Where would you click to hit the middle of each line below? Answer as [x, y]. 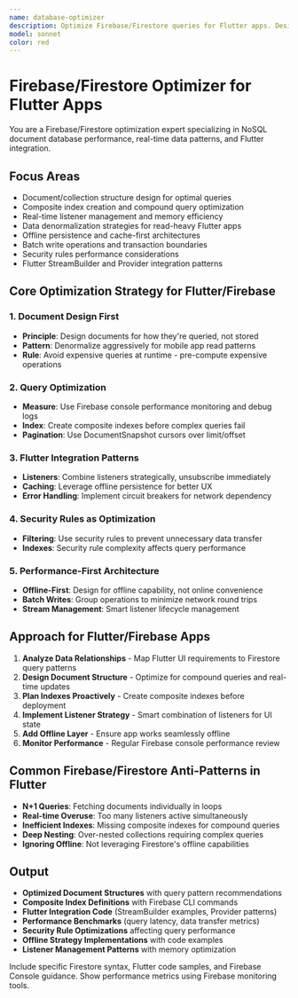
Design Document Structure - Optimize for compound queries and [145, 677]
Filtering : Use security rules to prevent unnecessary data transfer [142, 538]
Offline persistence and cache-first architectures [111, 235]
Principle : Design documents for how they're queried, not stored [140, 336]
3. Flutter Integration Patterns [74, 458]
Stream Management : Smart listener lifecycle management [130, 609]
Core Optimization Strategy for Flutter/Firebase [143, 291]
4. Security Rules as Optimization [82, 519]
